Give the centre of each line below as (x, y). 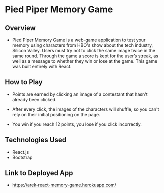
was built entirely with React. (42, 66)
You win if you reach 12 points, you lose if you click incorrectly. (77, 124)
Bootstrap (22, 157)
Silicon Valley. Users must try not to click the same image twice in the (84, 50)
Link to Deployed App (39, 173)
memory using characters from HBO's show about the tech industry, (82, 45)
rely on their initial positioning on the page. (56, 114)
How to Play (24, 82)
